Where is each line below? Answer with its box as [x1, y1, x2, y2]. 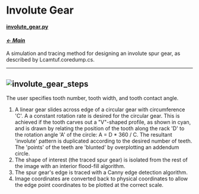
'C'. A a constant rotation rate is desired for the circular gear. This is [14, 112, 180, 119]
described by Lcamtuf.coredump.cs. [6, 56, 95, 63]
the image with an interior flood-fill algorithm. [14, 162, 126, 169]
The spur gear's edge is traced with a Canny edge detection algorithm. [14, 169, 188, 176]
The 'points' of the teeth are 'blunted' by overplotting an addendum [14, 143, 179, 151]
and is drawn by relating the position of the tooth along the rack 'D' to [14, 125, 185, 132]
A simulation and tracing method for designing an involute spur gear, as [6, 50, 181, 57]
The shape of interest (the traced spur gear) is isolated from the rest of [14, 156, 188, 163]
